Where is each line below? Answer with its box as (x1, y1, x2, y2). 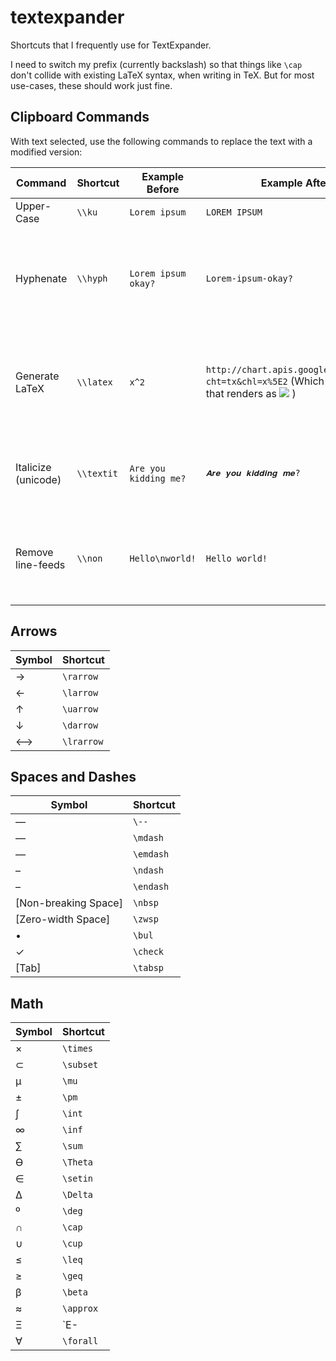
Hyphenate (15, 271, 68, 285)
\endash (132, 881, 170, 893)
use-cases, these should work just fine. (10, 79, 173, 91)
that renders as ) (205, 386, 297, 400)
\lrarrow (61, 736, 104, 747)
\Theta (61, 1157, 94, 1168)
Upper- (15, 199, 52, 213)
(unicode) (15, 472, 62, 486)
